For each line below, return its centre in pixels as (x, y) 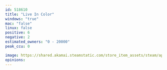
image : (12, 55)
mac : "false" (19, 23)
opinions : (15, 60)
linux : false (19, 28)
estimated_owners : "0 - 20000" (38, 42)
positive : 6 (17, 33)
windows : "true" (22, 19)
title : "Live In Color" (30, 14)
